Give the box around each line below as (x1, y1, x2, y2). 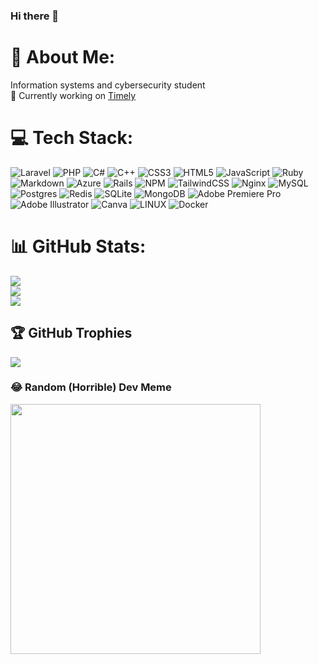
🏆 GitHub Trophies (10, 325, 133, 342)
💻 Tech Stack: (10, 127, 134, 149)
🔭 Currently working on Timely (10, 89, 137, 101)
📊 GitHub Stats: (10, 235, 147, 258)
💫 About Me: (10, 46, 116, 69)
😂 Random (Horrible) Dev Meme (10, 380, 172, 394)
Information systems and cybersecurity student (10, 79, 206, 91)
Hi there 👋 (10, 9, 60, 23)
